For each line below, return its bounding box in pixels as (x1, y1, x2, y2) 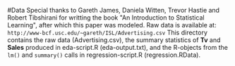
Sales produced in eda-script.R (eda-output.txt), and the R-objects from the (7, 44, 228, 51)
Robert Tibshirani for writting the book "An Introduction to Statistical (7, 13, 205, 22)
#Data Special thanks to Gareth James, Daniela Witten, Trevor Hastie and (7, 6, 220, 14)
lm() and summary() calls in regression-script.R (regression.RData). (7, 51, 201, 59)
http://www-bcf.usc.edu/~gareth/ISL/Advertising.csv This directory (7, 28, 208, 37)
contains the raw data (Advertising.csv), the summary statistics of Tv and (7, 36, 221, 44)
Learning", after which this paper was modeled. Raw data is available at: (7, 21, 217, 29)
